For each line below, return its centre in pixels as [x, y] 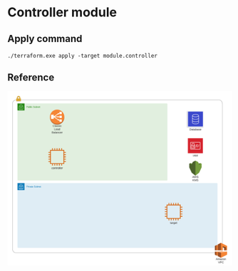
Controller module [62, 12]
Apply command [45, 39]
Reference [31, 78]
